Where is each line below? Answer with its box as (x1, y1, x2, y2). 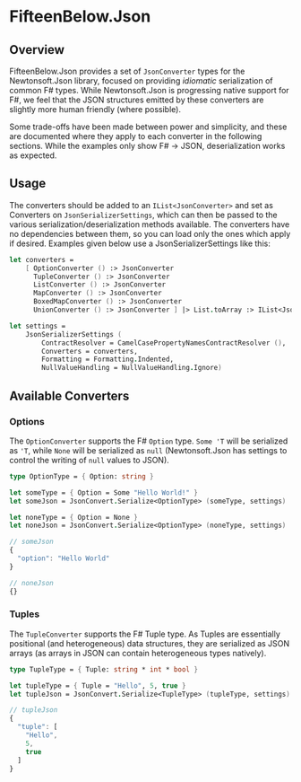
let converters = (9, 255, 74, 264)
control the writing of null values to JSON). (9, 454, 170, 465)
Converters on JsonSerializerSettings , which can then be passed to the (9, 209, 278, 220)
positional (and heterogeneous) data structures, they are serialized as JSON (9, 637, 290, 648)
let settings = (9, 321, 66, 330)
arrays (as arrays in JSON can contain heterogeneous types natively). (9, 647, 267, 658)
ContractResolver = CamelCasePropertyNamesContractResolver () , (41, 338, 287, 347)
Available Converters (9, 388, 130, 403)
